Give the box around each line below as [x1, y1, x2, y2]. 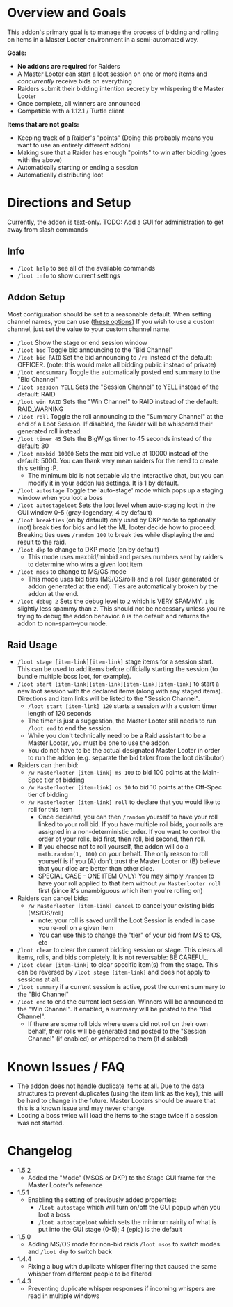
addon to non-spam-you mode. [17, 619, 108, 627]
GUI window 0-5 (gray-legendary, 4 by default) [17, 508, 153, 516]
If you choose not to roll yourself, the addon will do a [38, 842, 189, 851]
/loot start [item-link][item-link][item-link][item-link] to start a [17, 680, 220, 688]
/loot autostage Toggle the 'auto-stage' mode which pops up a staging [17, 486, 224, 495]
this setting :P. [17, 464, 58, 472]
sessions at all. [17, 975, 61, 984]
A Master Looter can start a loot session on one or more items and [17, 70, 207, 78]
